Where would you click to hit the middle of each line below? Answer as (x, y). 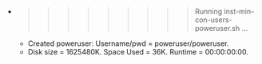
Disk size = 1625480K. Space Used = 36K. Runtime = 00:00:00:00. (138, 52)
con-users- (214, 20)
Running (208, 11)
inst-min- (239, 11)
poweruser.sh (217, 28)
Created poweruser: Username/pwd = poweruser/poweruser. (128, 43)
